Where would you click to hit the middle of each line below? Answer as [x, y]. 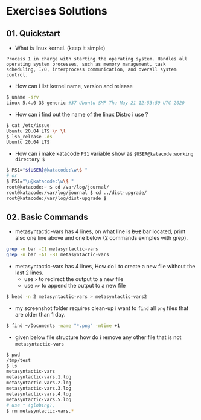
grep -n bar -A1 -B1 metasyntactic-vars [58, 255]
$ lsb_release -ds [29, 137]
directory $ [30, 160]
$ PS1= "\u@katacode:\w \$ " [40, 181]
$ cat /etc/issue [28, 125]
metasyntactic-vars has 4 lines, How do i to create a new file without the [105, 267]
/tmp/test [19, 360]
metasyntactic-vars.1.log [39, 377]
